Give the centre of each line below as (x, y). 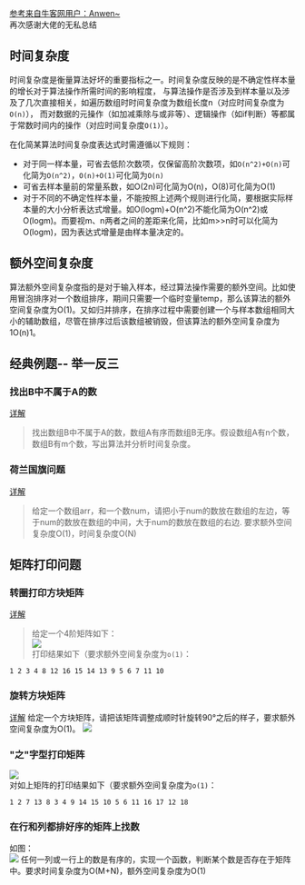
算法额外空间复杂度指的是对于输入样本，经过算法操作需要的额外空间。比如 (148, 287)
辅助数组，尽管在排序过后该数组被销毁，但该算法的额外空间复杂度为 (152, 321)
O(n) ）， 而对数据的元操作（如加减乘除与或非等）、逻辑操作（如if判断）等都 (148, 114)
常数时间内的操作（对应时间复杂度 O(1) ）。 (95, 124)
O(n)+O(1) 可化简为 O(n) (121, 174)
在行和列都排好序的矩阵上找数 (75, 827)
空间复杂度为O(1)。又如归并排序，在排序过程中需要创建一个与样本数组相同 (148, 309)
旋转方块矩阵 (38, 696)
